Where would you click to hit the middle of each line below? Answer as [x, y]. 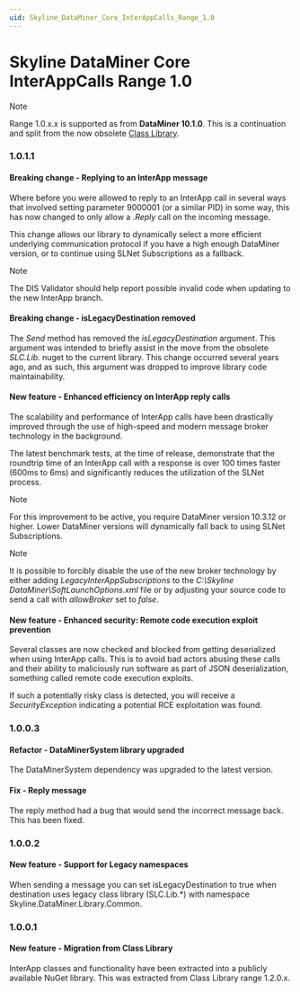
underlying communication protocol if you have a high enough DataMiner [145, 244]
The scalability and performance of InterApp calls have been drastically [141, 417]
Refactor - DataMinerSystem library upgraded [97, 749]
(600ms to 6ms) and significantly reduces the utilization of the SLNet [137, 473]
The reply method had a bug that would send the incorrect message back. [147, 810]
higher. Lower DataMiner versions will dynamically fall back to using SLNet [147, 527]
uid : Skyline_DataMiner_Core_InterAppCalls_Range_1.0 [112, 18]
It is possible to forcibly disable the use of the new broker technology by [143, 571]
